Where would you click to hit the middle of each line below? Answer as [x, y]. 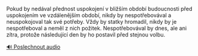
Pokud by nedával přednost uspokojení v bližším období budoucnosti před [100, 9]
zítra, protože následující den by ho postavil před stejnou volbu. [86, 35]
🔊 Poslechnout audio [34, 47]
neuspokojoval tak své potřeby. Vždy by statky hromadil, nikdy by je [91, 22]
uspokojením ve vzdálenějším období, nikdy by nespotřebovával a [89, 15]
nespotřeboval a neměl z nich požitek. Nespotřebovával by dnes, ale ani [97, 28]
